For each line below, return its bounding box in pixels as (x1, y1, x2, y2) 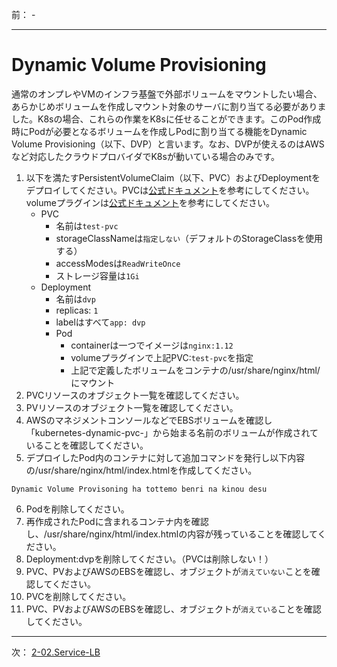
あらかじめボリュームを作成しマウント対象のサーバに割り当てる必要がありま (11, 100, 327, 112)
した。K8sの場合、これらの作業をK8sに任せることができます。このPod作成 (11, 113, 322, 125)
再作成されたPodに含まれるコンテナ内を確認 (25, 515, 209, 527)
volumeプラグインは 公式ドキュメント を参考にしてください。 (25, 196, 276, 208)
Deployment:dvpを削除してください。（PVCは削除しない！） (25, 553, 274, 565)
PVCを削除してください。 (25, 590, 132, 602)
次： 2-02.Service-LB (11, 646, 101, 658)
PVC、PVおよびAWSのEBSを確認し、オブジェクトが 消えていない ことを (25, 565, 312, 577)
